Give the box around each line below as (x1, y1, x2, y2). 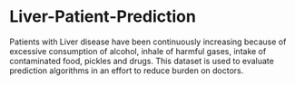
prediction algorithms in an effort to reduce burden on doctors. (9, 65, 244, 76)
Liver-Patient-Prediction (9, 6, 197, 27)
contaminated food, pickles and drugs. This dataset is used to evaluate (9, 55, 274, 66)
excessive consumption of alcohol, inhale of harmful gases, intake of (9, 45, 267, 56)
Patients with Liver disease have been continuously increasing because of (9, 36, 287, 47)
